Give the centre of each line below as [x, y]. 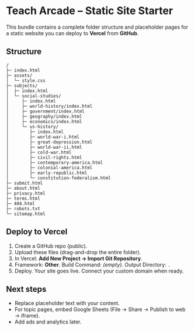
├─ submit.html [25, 183]
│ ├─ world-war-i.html [43, 137]
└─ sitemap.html [26, 214]
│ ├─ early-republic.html [47, 173]
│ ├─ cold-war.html [39, 152]
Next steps [26, 289]
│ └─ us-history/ [32, 127]
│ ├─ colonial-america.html [49, 168]
